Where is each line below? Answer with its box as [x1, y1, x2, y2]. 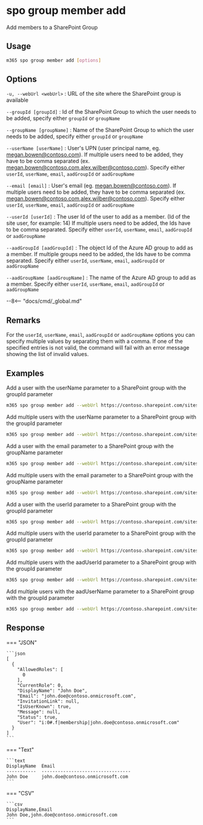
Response [6, 623, 45, 633]
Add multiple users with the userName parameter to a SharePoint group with [6, 413, 196, 420]
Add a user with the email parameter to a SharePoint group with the [6, 442, 174, 449]
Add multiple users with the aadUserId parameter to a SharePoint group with [6, 558, 196, 566]
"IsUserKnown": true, [17, 703, 71, 709]
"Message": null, [17, 709, 61, 715]
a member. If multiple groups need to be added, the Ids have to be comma [6, 251, 191, 258]
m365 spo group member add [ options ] [6, 57, 101, 64]
